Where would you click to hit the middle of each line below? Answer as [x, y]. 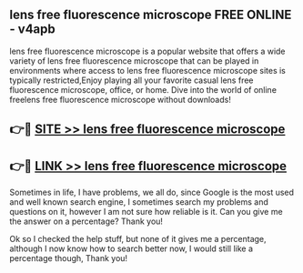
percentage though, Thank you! [69, 258]
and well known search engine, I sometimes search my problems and [139, 202]
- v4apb [33, 30]
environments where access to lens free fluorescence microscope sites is [148, 70]
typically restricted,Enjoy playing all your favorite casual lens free [131, 80]
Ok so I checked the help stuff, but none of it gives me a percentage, [138, 239]
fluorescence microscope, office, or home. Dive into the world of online [143, 89]
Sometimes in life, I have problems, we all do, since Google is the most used [151, 192]
